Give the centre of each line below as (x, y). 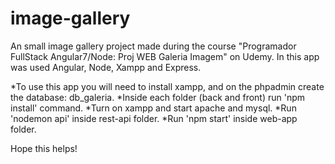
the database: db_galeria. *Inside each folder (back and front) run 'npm (158, 97)
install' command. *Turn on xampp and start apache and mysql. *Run (153, 108)
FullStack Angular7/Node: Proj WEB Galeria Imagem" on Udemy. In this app (165, 56)
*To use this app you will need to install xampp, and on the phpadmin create (167, 86)
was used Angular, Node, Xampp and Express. (106, 67)
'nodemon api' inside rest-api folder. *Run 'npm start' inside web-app (154, 118)
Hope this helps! (44, 148)
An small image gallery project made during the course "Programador (153, 46)
